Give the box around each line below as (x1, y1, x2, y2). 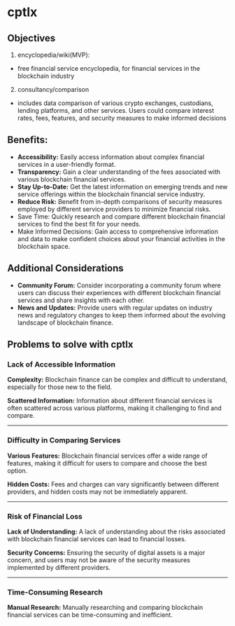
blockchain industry (17, 72, 75, 80)
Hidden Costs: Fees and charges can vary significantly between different (7, 479, 219, 488)
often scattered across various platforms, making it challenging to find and (7, 404, 222, 412)
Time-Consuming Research (7, 587, 104, 597)
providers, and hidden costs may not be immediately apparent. (7, 487, 188, 496)
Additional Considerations (7, 262, 124, 274)
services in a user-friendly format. (17, 160, 116, 168)
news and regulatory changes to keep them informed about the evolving (17, 311, 226, 319)
